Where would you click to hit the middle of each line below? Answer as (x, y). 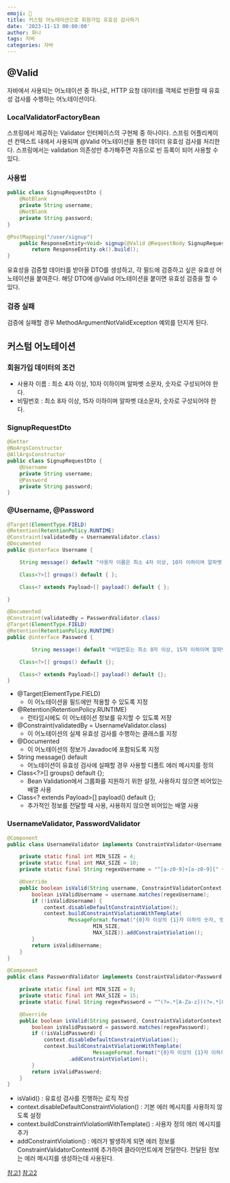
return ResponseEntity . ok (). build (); (85, 250)
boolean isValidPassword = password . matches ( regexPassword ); (121, 1027)
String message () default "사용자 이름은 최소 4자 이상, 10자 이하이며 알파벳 (121, 562)
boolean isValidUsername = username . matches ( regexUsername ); (121, 895)
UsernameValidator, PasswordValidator (74, 824)
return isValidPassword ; (67, 1072)
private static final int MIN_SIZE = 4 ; (78, 857)
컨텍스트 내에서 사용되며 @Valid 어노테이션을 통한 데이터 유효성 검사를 (108, 142)
